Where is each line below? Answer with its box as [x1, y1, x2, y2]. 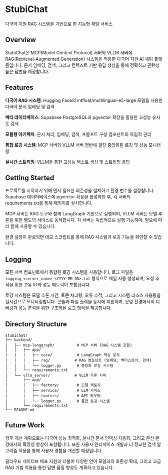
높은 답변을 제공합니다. [5, 68, 49, 74]
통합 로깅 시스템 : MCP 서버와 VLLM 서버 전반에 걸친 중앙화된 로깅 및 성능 [5, 142, 147, 148]
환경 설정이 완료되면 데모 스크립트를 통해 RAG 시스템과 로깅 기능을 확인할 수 [5, 234, 153, 240]
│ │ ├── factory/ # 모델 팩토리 [5, 383, 101, 388]
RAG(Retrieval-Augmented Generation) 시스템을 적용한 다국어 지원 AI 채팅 [5, 56, 153, 62]
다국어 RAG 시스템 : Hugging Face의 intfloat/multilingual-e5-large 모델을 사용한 [5, 97, 163, 103]
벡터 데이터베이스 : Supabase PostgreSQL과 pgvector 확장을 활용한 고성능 [5, 114, 151, 120]
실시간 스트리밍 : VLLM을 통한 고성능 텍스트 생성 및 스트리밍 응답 [5, 159, 130, 165]
